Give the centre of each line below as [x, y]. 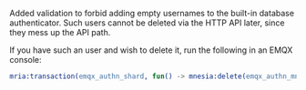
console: [26, 60]
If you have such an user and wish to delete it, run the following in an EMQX [151, 50]
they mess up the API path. [60, 32]
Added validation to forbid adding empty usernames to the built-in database [152, 13]
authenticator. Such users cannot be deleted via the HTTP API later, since [147, 23]
